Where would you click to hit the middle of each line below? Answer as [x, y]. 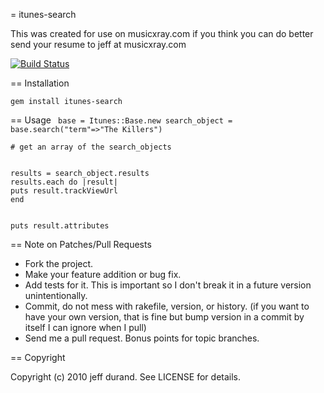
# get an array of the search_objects [91, 147]
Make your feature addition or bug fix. [103, 274]
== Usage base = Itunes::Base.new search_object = [121, 120]
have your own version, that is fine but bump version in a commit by [164, 317]
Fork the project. [59, 263]
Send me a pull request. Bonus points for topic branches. [142, 338]
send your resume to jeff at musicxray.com [98, 44]
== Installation [40, 83]
